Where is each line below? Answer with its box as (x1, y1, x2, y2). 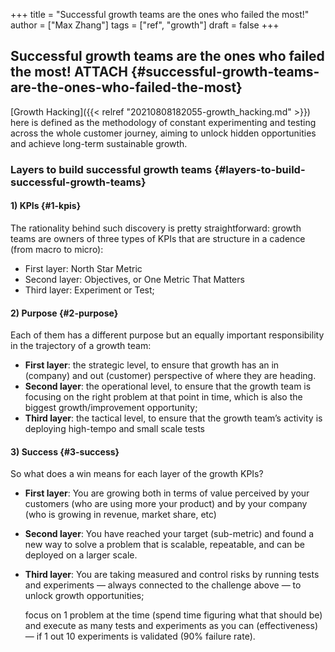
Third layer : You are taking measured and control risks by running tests (24, 569, 320, 581)
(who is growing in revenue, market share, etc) (24, 509, 217, 521)
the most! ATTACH (10, 64, 128, 81)
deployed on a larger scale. (24, 549, 138, 561)
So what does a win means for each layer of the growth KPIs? (10, 468, 264, 480)
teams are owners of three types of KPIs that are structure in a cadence (10, 232, 306, 244)
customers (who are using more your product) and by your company (24, 498, 308, 510)
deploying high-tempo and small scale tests (24, 423, 205, 435)
